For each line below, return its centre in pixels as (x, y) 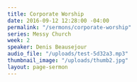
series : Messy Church (39, 34)
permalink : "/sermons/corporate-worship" (70, 27)
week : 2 (19, 41)
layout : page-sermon (38, 67)
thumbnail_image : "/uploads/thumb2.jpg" (68, 61)
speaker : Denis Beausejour (47, 47)
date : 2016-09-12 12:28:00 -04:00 (59, 21)
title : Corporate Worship (45, 14)
